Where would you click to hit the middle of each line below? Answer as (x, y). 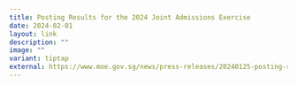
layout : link (33, 34)
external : (27, 67)
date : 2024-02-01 (41, 26)
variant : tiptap (39, 58)
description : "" (39, 42)
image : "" (27, 50)
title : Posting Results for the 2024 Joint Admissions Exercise (130, 17)
